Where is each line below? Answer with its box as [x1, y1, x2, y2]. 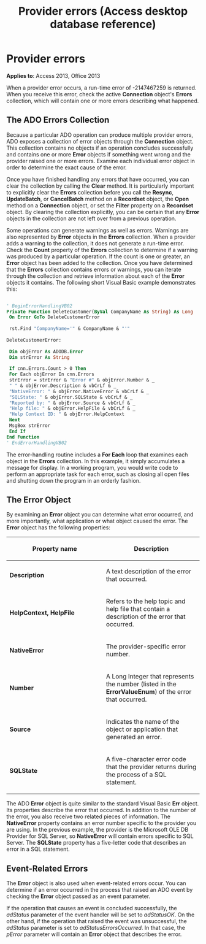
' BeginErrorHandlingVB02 [6, 302, 72, 309]
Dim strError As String [9, 354, 70, 360]
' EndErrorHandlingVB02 [6, 440, 67, 446]
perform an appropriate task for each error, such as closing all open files [6, 470, 189, 478]
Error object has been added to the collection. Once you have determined [6, 259, 193, 266]
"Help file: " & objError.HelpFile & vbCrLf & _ [9, 405, 136, 412]
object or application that [106, 725, 178, 734]
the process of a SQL [106, 770, 167, 779]
